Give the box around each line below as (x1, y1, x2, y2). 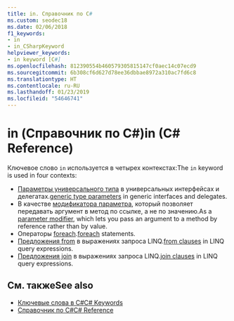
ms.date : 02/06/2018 (7, 23, 68, 30)
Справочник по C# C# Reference (17, 306, 114, 314)
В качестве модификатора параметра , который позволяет (17, 199, 193, 208)
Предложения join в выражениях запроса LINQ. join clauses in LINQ (17, 251, 218, 260)
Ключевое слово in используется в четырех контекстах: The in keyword (7, 163, 223, 172)
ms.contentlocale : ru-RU (7, 82, 80, 89)
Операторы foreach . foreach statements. (17, 229, 136, 237)
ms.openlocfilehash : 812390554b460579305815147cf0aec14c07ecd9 (7, 63, 197, 70)
